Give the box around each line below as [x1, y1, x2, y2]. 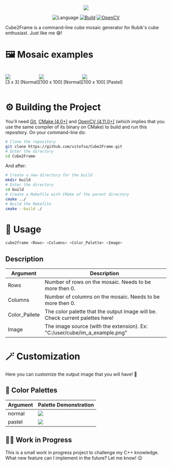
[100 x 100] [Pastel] [81, 79, 123, 85]
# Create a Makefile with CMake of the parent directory [5, 191, 130, 197]
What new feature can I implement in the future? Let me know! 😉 [5, 455, 143, 461]
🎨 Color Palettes [5, 386, 58, 395]
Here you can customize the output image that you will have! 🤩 [5, 371, 137, 377]
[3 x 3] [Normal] [5, 79, 39, 85]
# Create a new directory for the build [5, 172, 93, 178]
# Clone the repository [5, 139, 56, 144]
